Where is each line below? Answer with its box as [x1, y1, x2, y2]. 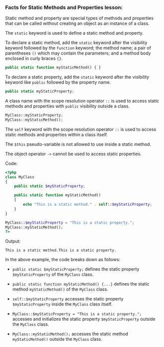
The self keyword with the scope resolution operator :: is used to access [5, 126, 157, 132]
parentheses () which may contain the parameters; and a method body [5, 50, 151, 56]
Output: [5, 238, 21, 244]
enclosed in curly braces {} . [5, 56, 63, 61]
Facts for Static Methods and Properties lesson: [5, 4, 123, 11]
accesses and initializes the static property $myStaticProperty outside [12, 316, 156, 322]
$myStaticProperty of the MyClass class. [12, 272, 94, 278]
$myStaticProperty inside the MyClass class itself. [12, 301, 113, 307]
